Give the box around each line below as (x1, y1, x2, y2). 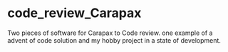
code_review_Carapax (7, 5, 142, 21)
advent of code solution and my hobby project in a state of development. (7, 36, 221, 44)
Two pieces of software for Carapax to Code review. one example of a (7, 28, 213, 37)
